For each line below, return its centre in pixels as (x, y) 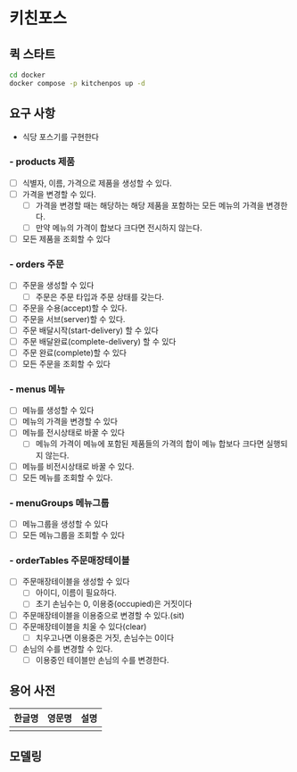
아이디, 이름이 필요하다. (76, 593)
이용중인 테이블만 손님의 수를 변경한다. (102, 660)
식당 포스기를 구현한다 (61, 137)
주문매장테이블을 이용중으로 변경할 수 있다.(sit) (103, 615)
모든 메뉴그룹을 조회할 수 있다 (73, 535)
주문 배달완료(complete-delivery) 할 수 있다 (99, 341)
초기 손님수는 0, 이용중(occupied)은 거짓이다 (114, 604)
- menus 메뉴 (37, 389)
